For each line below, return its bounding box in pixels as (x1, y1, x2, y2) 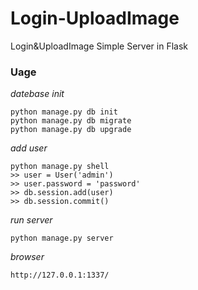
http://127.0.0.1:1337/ (10, 270, 110, 281)
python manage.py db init (10, 107, 118, 117)
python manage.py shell (10, 162, 110, 172)
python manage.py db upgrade (10, 125, 132, 135)
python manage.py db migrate (10, 116, 132, 126)
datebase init (10, 88, 65, 100)
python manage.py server (10, 233, 114, 244)
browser (10, 251, 45, 263)
